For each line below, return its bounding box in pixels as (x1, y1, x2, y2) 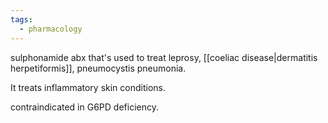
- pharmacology (19, 24, 83, 34)
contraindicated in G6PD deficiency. (10, 101, 159, 113)
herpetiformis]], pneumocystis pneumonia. (10, 62, 187, 74)
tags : (10, 14, 33, 25)
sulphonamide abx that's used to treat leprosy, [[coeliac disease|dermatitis (10, 51, 318, 63)
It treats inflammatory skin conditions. (10, 81, 167, 93)
